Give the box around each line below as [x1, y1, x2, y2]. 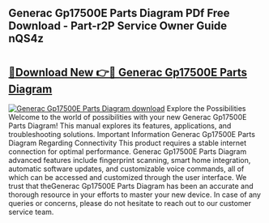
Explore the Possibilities [166, 104, 246, 113]
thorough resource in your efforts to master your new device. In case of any [8, 190, 262, 199]
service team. [8, 207, 54, 217]
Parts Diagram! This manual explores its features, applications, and [8, 121, 232, 131]
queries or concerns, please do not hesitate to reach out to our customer [8, 199, 252, 208]
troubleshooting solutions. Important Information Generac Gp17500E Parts [8, 130, 255, 139]
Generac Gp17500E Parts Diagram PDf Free [8, 6, 230, 20]
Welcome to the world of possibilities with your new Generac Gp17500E [8, 113, 247, 122]
